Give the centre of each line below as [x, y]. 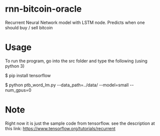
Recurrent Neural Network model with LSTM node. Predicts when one [75, 22]
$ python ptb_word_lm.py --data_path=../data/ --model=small [67, 85]
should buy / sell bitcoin [29, 27]
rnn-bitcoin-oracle [43, 9]
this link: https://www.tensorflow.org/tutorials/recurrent [60, 128]
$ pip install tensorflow [28, 75]
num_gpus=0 [18, 90]
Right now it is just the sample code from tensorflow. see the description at [80, 123]
